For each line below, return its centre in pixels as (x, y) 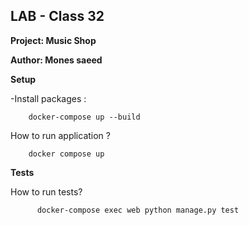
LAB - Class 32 (57, 16)
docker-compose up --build (84, 117)
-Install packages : (48, 98)
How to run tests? (46, 191)
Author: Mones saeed (56, 60)
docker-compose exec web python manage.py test (138, 210)
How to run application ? (60, 135)
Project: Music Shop (53, 40)
